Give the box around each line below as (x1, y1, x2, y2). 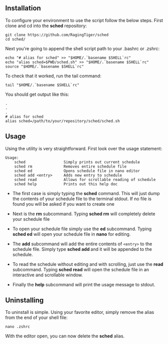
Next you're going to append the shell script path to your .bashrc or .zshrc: (5, 45, 160, 52)
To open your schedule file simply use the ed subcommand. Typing (12, 226, 152, 232)
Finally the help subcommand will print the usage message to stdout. (12, 281, 155, 287)
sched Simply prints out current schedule (14, 159, 140, 164)
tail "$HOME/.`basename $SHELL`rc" (5, 82, 80, 87)
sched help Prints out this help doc (14, 182, 118, 187)
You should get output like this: (5, 91, 69, 97)
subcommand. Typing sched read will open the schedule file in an (12, 266, 149, 272)
